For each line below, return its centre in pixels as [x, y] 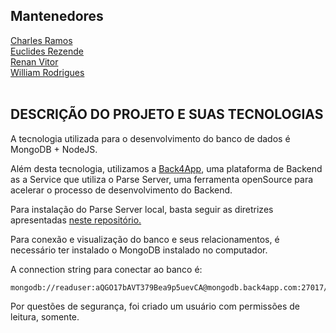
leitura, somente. [45, 316]
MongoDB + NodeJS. [54, 149]
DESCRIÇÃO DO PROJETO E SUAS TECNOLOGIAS [167, 114]
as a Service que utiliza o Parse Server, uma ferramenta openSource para [162, 179]
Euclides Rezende [47, 51]
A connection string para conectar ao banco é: [106, 269]
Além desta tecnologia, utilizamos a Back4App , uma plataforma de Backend [166, 168]
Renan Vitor [34, 61]
